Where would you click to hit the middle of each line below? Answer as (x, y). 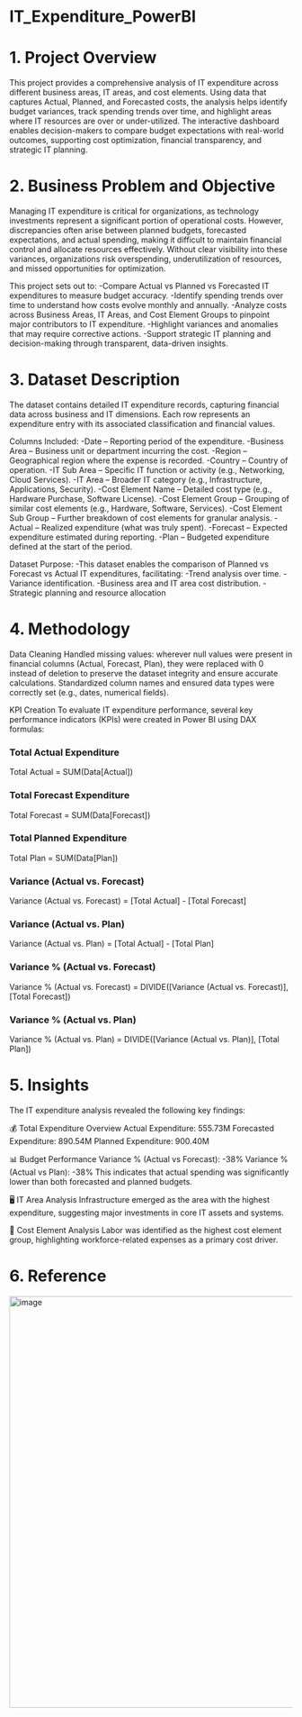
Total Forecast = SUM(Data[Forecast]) (80, 815)
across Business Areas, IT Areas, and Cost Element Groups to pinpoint (140, 315)
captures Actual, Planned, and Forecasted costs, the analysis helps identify (148, 102)
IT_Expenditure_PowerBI (102, 17)
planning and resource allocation (105, 593)
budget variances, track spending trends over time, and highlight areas (141, 112)
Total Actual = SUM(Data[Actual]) (71, 772)
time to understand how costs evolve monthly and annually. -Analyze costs (148, 305)
